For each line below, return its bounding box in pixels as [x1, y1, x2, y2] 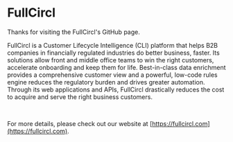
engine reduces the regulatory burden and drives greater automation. [7, 78, 206, 86]
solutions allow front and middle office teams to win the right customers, [7, 55, 214, 64]
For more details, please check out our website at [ [7, 119, 153, 127]
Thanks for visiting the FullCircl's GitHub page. [7, 28, 140, 36]
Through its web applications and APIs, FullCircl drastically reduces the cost [7, 85, 225, 94]
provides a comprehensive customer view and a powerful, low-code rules [7, 71, 218, 79]
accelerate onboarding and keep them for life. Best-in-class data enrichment [7, 63, 226, 71]
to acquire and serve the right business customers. [7, 92, 153, 101]
